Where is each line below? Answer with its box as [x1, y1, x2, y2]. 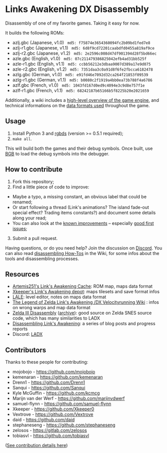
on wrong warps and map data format [12, 305, 91, 311]
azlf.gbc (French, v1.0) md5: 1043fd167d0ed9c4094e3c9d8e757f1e [12, 82, 145, 88]
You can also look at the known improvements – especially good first [12, 220, 154, 226]
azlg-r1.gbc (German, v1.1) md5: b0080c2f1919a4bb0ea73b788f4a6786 [12, 77, 152, 83]
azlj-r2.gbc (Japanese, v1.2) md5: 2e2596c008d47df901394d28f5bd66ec [12, 50, 157, 56]
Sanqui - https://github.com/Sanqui [12, 385, 85, 391]
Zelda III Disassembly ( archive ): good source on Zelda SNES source [12, 310, 152, 316]
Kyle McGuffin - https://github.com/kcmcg [12, 390, 100, 396]
